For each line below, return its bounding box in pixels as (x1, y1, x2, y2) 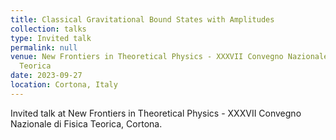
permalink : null (10, 42, 78, 53)
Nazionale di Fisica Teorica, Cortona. (10, 117, 163, 130)
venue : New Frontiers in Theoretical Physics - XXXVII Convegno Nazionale (10, 52, 329, 62)
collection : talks (10, 24, 87, 34)
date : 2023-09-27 (10, 71, 83, 81)
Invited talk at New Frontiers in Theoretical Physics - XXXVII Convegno (10, 107, 302, 119)
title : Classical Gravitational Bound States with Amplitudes (10, 14, 275, 25)
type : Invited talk (10, 33, 92, 43)
